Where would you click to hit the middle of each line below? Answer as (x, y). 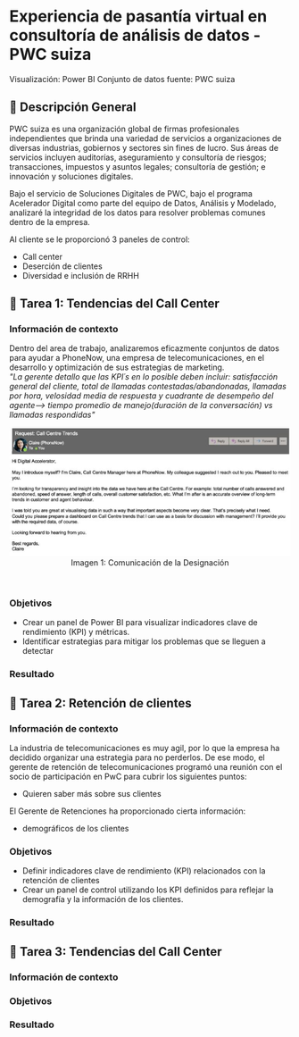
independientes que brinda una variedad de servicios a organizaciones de (145, 138)
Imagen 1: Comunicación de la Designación (150, 563)
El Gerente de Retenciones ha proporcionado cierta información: (128, 811)
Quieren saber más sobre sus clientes (92, 794)
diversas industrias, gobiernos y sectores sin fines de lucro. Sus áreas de (144, 147)
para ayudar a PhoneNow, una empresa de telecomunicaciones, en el (137, 358)
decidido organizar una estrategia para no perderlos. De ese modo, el (137, 757)
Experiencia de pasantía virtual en (138, 17)
